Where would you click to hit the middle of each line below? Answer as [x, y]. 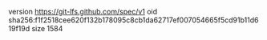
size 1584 [47, 28]
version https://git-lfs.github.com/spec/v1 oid [83, 12]
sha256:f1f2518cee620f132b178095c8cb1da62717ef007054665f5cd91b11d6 [133, 20]
